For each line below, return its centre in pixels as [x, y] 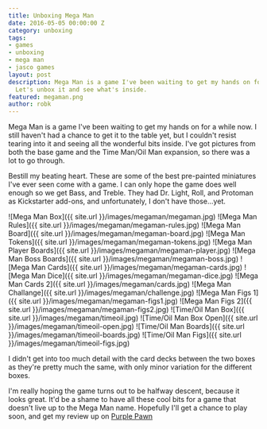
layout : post [30, 75]
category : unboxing [41, 30]
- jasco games [32, 68]
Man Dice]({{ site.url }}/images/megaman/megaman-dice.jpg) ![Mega [145, 276]
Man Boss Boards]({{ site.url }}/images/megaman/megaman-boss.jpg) [124, 259]
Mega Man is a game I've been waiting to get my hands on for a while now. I [132, 127]
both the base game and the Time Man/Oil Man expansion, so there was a [129, 153]
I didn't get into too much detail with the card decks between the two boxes [132, 359]
